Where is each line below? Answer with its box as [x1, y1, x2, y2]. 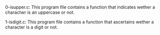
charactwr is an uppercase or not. [5, 9, 75, 15]
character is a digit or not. [5, 24, 58, 30]
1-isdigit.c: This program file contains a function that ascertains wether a [5, 19, 154, 25]
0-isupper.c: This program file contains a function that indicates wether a [5, 4, 156, 10]
